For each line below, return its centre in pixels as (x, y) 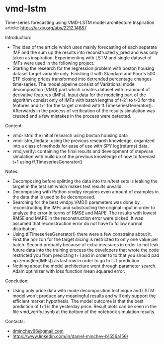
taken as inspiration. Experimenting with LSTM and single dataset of (82, 57)
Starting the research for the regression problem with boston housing (83, 68)
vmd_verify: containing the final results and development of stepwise (83, 151)
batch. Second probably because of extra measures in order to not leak (85, 244)
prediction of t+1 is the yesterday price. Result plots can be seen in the (84, 306)
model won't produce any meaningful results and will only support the (84, 296)
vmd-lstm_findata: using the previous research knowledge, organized (83, 141)
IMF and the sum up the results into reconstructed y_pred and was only (85, 52)
